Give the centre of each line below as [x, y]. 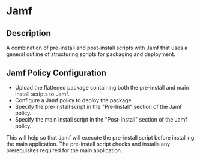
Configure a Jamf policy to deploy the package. [74, 100]
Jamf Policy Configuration [56, 73]
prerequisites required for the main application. [64, 150]
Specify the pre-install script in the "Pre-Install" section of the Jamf [98, 106]
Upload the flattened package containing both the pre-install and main [102, 87]
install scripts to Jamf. [42, 94]
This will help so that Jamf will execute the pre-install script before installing [100, 137]
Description [29, 33]
